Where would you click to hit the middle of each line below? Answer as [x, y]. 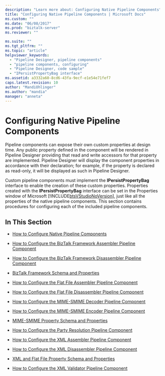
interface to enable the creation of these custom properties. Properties [77, 186]
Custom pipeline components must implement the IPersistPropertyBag [77, 181]
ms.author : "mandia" [26, 92]
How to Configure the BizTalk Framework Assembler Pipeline [74, 244]
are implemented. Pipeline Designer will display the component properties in [82, 160]
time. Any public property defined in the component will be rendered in [77, 150]
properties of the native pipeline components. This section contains [73, 201]
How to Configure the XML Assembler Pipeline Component [72, 340]
